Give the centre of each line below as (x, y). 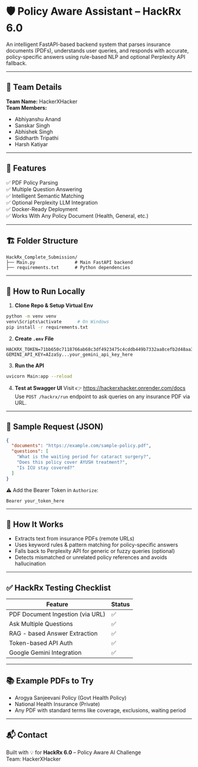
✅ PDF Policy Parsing (32, 182)
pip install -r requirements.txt (47, 327)
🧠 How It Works (35, 524)
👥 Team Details (34, 87)
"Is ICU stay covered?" (46, 468)
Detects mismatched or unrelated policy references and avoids (91, 558)
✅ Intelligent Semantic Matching (45, 196)
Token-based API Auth (41, 643)
